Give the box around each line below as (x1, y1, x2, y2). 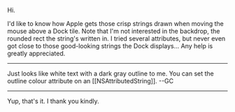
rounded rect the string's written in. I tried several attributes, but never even (7, 34, 226, 43)
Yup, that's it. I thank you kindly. (7, 97, 99, 105)
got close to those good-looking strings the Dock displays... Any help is (7, 42, 213, 50)
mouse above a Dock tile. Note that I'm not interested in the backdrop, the (7, 27, 220, 35)
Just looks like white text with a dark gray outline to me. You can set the (7, 69, 215, 78)
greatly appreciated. (7, 49, 66, 57)
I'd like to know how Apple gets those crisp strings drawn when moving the (7, 20, 224, 27)
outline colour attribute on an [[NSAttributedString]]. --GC (7, 77, 174, 85)
